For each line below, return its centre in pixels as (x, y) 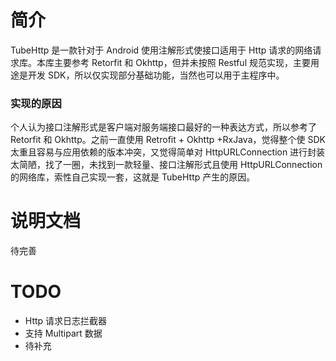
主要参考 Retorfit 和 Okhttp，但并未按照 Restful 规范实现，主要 (182, 62)
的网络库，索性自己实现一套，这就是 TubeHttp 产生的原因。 (133, 177)
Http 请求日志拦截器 (66, 321)
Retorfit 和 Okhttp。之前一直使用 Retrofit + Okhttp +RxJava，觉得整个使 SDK (168, 140)
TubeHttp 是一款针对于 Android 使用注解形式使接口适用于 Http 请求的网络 (161, 50)
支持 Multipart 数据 (63, 333)
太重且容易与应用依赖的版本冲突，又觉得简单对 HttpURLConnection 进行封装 (168, 152)
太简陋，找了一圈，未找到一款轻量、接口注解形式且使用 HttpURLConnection (166, 165)
